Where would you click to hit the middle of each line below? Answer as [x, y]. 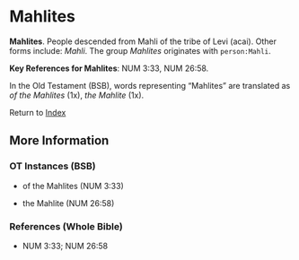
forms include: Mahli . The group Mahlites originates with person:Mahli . [140, 50]
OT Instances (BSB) [53, 166]
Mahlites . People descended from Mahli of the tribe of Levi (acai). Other [143, 41]
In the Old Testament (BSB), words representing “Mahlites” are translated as [150, 85]
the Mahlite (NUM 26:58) [68, 203]
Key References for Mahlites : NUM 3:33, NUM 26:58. [109, 68]
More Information [59, 141]
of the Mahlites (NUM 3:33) [73, 186]
